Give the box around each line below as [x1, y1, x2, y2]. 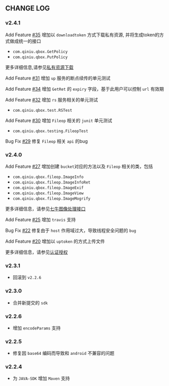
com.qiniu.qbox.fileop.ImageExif [12, 185, 84, 190]
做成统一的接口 [9, 38, 41, 44]
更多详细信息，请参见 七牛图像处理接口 [5, 205, 86, 212]
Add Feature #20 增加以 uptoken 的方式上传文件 [5, 238, 105, 244]
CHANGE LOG [5, 4, 50, 13]
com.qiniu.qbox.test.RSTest [12, 108, 72, 113]
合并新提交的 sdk [12, 299, 48, 305]
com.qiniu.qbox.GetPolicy [12, 49, 68, 54]
